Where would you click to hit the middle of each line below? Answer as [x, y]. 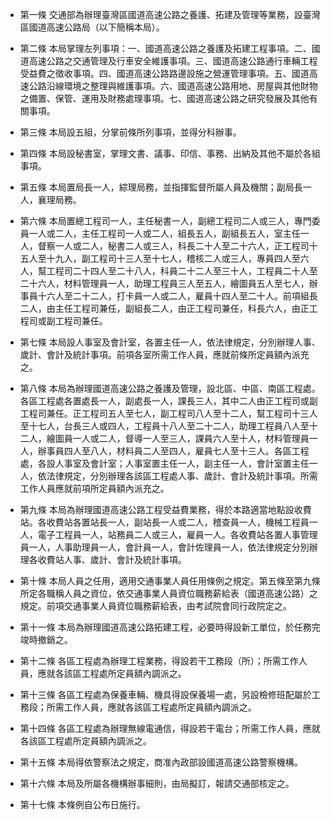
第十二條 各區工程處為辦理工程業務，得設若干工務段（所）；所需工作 [159, 661]
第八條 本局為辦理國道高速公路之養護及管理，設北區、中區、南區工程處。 [170, 388]
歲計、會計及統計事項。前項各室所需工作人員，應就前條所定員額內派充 [164, 354]
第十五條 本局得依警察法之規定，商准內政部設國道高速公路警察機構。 [161, 762]
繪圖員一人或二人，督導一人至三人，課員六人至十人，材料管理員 [178, 438]
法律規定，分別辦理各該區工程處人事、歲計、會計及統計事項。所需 [182, 476]
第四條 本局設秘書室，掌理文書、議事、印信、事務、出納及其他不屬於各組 [170, 153]
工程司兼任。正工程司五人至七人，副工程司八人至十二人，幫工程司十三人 [168, 413]
